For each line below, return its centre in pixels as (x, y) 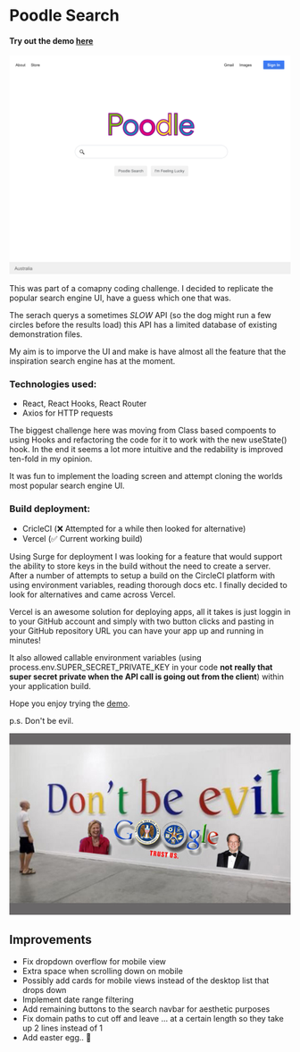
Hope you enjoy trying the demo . (70, 703)
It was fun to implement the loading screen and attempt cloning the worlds (146, 476)
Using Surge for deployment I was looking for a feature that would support (146, 556)
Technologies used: (53, 384)
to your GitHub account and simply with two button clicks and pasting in (142, 621)
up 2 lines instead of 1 (62, 1028)
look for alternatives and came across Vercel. (92, 594)
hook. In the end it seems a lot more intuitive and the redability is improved (146, 450)
